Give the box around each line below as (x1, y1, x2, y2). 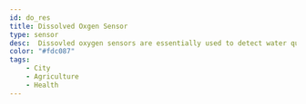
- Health (25, 80, 59, 90)
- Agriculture (25, 72, 79, 81)
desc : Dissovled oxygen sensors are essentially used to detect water (9, 38, 287, 48)
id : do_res (9, 13, 51, 23)
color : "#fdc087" (9, 47, 76, 56)
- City (25, 64, 51, 73)
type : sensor (9, 30, 59, 39)
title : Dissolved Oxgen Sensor (9, 22, 128, 31)
